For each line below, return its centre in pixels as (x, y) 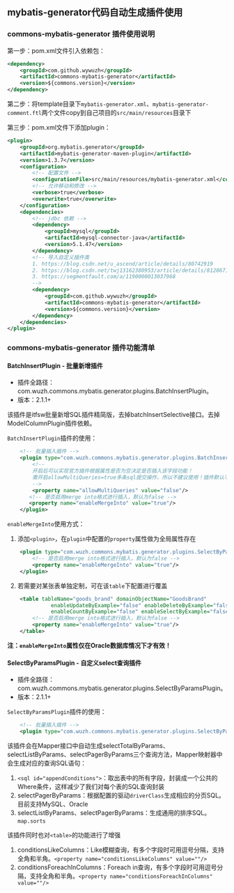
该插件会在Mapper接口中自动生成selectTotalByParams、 (88, 745)
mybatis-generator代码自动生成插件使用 (95, 13)
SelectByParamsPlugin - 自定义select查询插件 (74, 663)
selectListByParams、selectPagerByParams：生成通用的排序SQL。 (114, 812)
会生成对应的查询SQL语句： (47, 763)
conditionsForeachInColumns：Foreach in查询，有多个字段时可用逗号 (117, 867)
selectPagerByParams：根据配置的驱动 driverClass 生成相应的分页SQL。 (121, 795)
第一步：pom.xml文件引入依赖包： (56, 50)
